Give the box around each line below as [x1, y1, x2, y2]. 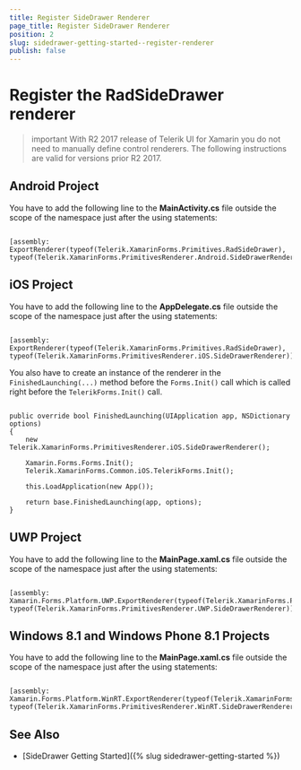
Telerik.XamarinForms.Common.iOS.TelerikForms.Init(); [25, 466, 235, 475]
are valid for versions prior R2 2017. [30, 153, 162, 164]
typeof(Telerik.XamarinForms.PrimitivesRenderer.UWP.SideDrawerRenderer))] [9, 604, 298, 613]
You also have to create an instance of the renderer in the [9, 367, 221, 377]
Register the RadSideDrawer [9, 85, 224, 106]
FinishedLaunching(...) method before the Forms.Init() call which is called [9, 376, 291, 387]
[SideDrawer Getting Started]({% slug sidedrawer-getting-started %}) [21, 750, 280, 762]
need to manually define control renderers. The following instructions [30, 143, 287, 154]
